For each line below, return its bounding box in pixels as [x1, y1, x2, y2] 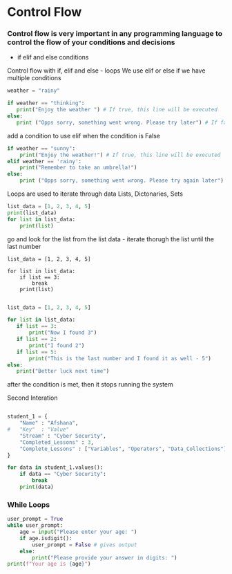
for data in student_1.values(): [7, 464, 104, 471]
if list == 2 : [16, 336, 57, 343]
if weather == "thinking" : [7, 100, 85, 107]
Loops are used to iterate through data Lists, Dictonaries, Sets [7, 189, 183, 198]
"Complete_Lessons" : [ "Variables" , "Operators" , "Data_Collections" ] [19, 445, 227, 452]
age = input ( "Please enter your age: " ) [19, 528, 137, 536]
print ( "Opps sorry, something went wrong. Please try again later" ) [19, 177, 224, 184]
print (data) [19, 483, 54, 491]
